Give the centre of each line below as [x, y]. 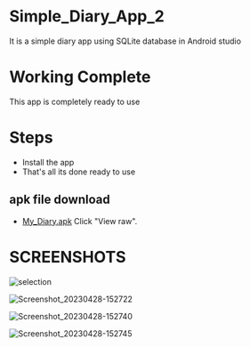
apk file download [60, 200]
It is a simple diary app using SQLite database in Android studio [125, 41]
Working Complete [80, 77]
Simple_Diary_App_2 [87, 16]
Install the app [48, 162]
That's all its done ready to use [79, 172]
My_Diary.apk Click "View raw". [80, 221]
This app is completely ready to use [75, 101]
